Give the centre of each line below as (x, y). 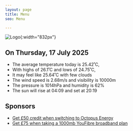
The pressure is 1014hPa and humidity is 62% (58, 85)
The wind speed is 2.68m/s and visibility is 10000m (64, 80)
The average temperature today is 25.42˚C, (56, 65)
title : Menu (17, 14)
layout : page (18, 10)
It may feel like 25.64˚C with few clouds (52, 75)
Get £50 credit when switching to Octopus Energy (63, 118)
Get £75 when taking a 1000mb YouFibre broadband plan (70, 123)
